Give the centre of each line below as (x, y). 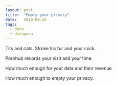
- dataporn (21, 34)
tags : (11, 24)
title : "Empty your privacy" (38, 15)
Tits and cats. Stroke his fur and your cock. (51, 48)
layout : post (19, 10)
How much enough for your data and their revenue (58, 68)
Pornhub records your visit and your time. (49, 58)
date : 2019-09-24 (26, 19)
